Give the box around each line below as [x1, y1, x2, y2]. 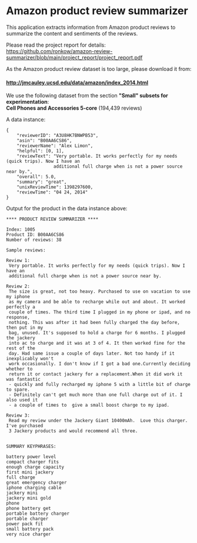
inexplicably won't [6, 356, 54, 362]
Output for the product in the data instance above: [6, 205, 128, 212]
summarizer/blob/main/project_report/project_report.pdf [6, 54, 143, 61]
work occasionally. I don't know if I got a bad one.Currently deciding [8, 361, 191, 367]
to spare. [6, 387, 31, 393]
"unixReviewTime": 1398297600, [16, 184, 94, 190]
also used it [6, 397, 38, 403]
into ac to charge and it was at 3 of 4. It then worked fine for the [8, 341, 185, 346]
